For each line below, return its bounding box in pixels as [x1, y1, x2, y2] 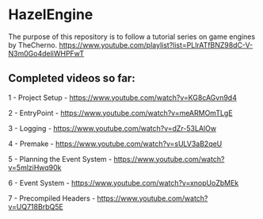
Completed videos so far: [8, 71, 136, 85]
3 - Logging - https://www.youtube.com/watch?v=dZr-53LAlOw [8, 123, 216, 133]
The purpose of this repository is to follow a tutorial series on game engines [8, 32, 256, 41]
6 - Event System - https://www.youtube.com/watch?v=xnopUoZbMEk [8, 178, 239, 187]
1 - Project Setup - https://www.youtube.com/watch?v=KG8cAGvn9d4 [8, 93, 238, 102]
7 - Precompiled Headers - [8, 193, 96, 203]
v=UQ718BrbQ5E [8, 202, 63, 211]
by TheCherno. [8, 40, 58, 49]
